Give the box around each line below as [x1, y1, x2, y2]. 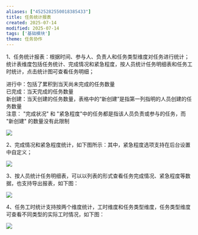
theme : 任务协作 [6, 36, 43, 42]
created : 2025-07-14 [6, 20, 57, 25]
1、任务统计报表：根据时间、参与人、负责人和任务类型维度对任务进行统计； [6, 53, 190, 60]
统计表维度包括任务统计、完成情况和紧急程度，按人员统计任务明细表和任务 [6, 60, 187, 67]
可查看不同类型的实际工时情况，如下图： [6, 211, 105, 218]
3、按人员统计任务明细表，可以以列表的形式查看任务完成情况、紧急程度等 [6, 172, 186, 179]
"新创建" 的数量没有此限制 [6, 118, 70, 124]
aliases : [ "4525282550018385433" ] [6, 8, 92, 15]
